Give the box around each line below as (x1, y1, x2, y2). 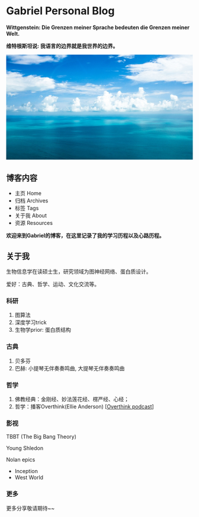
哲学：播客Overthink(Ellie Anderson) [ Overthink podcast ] (14, 402, 154, 410)
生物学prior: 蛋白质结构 (14, 326, 71, 334)
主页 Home (14, 190, 41, 197)
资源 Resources (14, 220, 53, 227)
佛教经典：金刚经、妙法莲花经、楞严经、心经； (14, 395, 129, 402)
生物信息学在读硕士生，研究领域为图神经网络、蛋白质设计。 (6, 268, 152, 275)
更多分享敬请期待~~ (6, 505, 55, 512)
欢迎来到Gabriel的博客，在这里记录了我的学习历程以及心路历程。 (6, 232, 165, 239)
